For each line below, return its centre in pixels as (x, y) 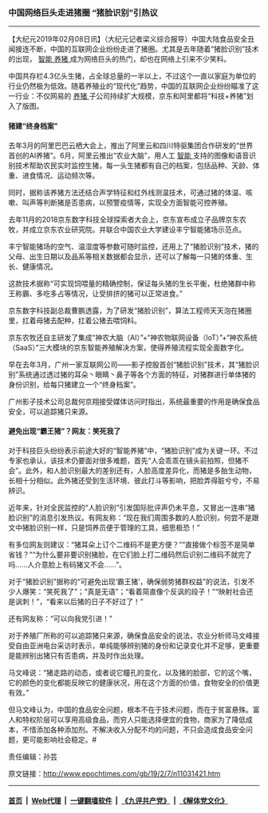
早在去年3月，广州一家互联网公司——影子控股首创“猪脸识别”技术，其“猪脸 (130, 364)
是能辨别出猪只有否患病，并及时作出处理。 (78, 655)
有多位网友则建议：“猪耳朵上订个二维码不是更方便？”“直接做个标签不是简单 (132, 544)
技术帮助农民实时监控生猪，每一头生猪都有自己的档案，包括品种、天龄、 (134, 165)
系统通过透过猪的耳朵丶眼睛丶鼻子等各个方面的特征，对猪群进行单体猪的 (138, 374)
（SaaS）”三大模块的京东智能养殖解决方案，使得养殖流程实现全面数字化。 (128, 347)
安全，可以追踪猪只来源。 (50, 411)
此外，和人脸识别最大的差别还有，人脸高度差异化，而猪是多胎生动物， (141, 471)
